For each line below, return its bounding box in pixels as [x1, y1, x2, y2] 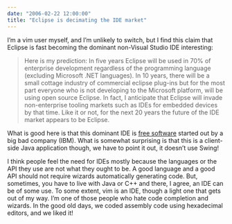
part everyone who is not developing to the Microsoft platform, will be [24, 86, 224, 94]
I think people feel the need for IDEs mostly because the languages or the [7, 157, 217, 165]
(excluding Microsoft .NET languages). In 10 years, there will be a [24, 71, 210, 80]
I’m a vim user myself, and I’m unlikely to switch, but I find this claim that [7, 35, 213, 44]
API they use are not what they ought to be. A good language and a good [7, 164, 215, 173]
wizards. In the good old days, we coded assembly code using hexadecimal [7, 201, 224, 209]
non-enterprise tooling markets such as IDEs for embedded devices [24, 101, 218, 109]
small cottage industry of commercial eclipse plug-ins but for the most [24, 78, 225, 87]
